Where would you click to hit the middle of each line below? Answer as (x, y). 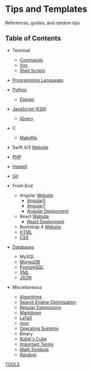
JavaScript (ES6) (29, 109)
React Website (34, 216)
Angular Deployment (48, 211)
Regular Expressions (40, 307)
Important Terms (36, 344)
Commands (31, 60)
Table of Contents (33, 38)
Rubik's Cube (33, 339)
